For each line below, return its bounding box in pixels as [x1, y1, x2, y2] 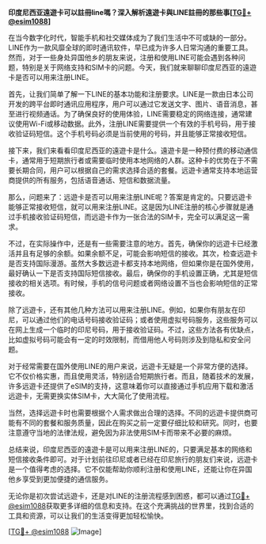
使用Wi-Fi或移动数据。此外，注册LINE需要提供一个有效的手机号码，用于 [14, 119, 249, 128]
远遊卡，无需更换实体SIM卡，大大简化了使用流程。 [8, 391, 174, 401]
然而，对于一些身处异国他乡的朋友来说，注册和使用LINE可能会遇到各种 [8, 53, 239, 62]
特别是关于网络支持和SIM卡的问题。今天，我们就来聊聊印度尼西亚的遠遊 [21, 63, 257, 72]
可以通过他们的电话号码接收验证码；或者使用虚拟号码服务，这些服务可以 [21, 315, 258, 324]
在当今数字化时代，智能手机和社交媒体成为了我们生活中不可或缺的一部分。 [8, 33, 251, 42]
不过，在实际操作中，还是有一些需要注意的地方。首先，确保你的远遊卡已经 [8, 239, 251, 248]
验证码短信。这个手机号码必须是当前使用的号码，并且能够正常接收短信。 [14, 129, 251, 138]
